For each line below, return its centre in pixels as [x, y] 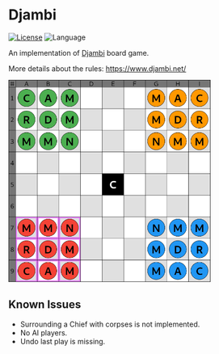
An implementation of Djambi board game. [79, 53]
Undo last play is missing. [63, 341]
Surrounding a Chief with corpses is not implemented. [110, 324]
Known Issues [45, 305]
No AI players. [44, 332]
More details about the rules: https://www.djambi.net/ [97, 68]
